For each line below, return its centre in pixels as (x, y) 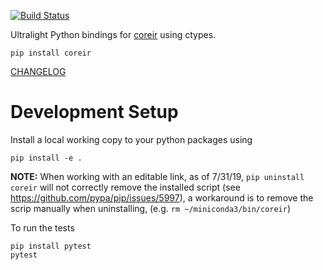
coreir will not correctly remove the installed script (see (125, 187)
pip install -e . (46, 158)
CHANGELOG (38, 71)
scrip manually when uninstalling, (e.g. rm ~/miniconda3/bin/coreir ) (151, 208)
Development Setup (94, 112)
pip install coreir (51, 53)
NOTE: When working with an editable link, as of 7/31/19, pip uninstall (157, 176)
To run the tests (42, 227)
